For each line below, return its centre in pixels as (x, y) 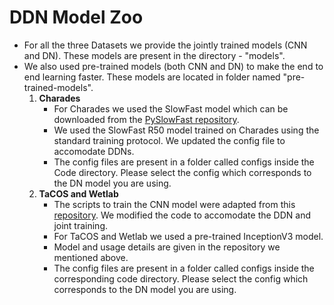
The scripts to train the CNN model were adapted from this (174, 204)
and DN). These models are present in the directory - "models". (154, 55)
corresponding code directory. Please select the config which (181, 278)
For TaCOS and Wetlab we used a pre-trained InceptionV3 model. (188, 236)
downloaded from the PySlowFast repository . (146, 119)
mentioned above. (91, 257)
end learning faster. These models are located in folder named (152, 77)
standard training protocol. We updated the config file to (169, 140)
